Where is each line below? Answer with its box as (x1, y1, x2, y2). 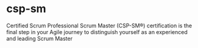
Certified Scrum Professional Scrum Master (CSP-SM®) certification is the (6, 22, 193, 29)
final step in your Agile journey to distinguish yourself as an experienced (6, 28, 188, 35)
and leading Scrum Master (6, 35, 73, 42)
